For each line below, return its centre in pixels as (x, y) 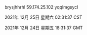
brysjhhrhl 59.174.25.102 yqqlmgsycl (41, 7)
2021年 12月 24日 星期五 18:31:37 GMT (44, 28)
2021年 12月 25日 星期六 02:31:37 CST (43, 17)
